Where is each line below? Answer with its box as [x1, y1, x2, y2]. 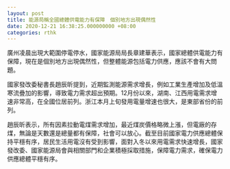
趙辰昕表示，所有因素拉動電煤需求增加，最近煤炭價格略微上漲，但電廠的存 [7, 120, 217, 129]
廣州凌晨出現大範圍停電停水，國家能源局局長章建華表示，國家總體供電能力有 [7, 49, 223, 57]
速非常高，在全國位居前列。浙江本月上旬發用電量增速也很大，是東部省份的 [7, 97, 217, 106]
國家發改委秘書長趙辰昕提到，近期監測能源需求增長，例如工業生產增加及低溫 [7, 80, 223, 89]
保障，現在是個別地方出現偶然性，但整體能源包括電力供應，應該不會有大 [7, 57, 211, 66]
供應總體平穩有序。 [7, 155, 62, 163]
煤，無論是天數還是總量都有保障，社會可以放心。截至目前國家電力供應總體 [7, 129, 217, 138]
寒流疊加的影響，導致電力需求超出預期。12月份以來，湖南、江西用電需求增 [7, 89, 218, 97]
